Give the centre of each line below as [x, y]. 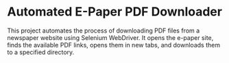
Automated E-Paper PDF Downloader [115, 12]
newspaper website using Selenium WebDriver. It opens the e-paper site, [110, 37]
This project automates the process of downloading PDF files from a [104, 30]
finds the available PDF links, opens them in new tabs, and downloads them [114, 45]
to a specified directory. [41, 52]
